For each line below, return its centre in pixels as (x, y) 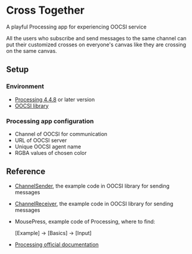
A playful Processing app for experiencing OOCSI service (76, 27)
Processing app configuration (50, 121)
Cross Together (45, 10)
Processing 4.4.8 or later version (55, 99)
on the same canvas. (32, 50)
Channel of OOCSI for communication (61, 134)
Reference (26, 172)
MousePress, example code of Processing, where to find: (85, 221)
